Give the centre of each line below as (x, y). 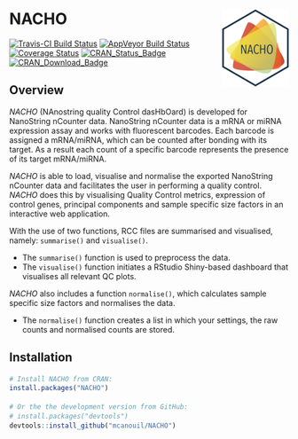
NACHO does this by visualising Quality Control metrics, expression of (137, 194)
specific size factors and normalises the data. (92, 302)
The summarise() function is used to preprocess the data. (126, 257)
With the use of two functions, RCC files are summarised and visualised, (141, 231)
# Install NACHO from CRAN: (61, 379)
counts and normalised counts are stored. (98, 329)
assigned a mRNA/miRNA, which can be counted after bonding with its (138, 140)
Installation (41, 358)
